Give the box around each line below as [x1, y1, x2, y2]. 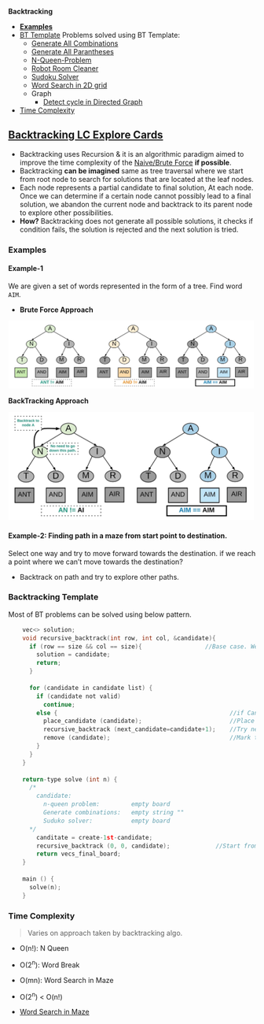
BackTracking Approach [8, 396, 89, 406]
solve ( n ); [28, 883, 61, 891]
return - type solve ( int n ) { [22, 775, 118, 783]
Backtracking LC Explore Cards [8, 128, 163, 142]
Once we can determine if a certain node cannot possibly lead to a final [19, 191, 251, 200]
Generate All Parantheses [31, 47, 114, 56]
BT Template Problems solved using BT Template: [19, 31, 181, 39]
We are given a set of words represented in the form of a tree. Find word [8, 281, 243, 291]
